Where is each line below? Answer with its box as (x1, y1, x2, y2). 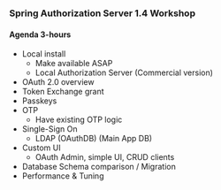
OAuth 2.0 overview (21, 77, 95, 87)
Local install (21, 49, 66, 59)
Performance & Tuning (21, 171, 104, 181)
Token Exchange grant (21, 87, 104, 97)
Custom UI (21, 142, 61, 153)
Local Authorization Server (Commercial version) (34, 67, 214, 78)
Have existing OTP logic (34, 114, 123, 125)
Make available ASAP (34, 58, 113, 69)
